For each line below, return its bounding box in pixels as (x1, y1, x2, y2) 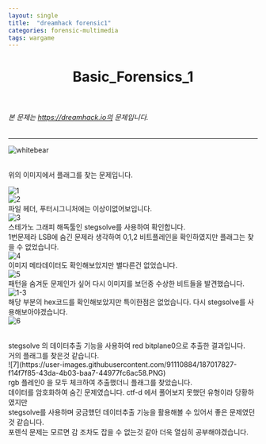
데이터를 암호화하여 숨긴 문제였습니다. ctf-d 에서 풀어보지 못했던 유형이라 (8, 387, 234, 397)
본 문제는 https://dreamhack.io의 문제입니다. (8, 113, 149, 122)
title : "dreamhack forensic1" (8, 19, 112, 27)
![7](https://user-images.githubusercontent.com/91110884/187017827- (8, 359, 237, 369)
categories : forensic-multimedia (8, 26, 119, 34)
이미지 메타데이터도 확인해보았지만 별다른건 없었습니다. (8, 260, 178, 270)
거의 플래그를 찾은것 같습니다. (8, 350, 100, 360)
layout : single (8, 11, 59, 20)
